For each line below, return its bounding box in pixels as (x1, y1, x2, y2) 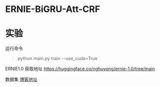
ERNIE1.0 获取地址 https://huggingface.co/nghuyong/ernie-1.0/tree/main (5, 66, 155, 72)
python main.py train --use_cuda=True (17, 55, 98, 61)
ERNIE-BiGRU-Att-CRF (5, 3, 101, 15)
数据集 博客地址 (5, 76, 38, 82)
